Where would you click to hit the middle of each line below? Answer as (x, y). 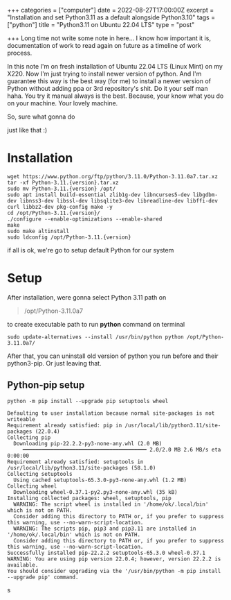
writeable (21, 419)
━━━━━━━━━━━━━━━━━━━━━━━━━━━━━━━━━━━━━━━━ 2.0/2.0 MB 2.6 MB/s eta (122, 449)
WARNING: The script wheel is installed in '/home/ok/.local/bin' (111, 504)
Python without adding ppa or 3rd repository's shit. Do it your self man (108, 88)
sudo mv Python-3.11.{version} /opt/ (62, 189)
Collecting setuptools (40, 474)
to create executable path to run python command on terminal (96, 324)
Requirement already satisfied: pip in (65, 425)
